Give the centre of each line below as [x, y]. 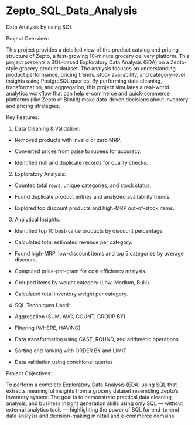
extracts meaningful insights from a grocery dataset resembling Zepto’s [92, 390]
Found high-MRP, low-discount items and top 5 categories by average [99, 253]
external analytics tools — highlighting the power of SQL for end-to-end [93, 409]
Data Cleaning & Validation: [47, 128]
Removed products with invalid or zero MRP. [68, 140]
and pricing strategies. [33, 106]
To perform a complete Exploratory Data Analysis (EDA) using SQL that [92, 385]
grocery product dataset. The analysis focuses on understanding [97, 68]
